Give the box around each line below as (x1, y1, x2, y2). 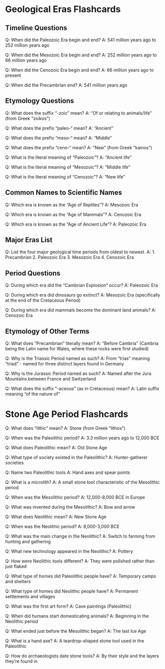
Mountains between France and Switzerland (5, 376, 96, 382)
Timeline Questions (5, 24, 67, 32)
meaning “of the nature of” (5, 391, 60, 397)
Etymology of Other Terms (5, 327, 89, 335)
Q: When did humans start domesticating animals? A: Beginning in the (5, 613, 149, 619)
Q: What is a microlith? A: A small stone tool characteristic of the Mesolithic (5, 479, 160, 485)
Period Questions (5, 269, 61, 277)
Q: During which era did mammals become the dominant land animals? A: (5, 307, 156, 313)
